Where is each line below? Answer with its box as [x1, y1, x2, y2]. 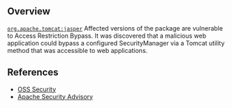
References [7, 66, 59, 79]
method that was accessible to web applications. [7, 46, 148, 54]
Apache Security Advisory [17, 92, 93, 100]
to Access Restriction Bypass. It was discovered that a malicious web [7, 31, 207, 40]
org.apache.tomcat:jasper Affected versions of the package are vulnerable [7, 24, 224, 32]
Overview [7, 6, 51, 17]
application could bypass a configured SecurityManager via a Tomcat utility [7, 38, 225, 47]
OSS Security [17, 85, 57, 93]
